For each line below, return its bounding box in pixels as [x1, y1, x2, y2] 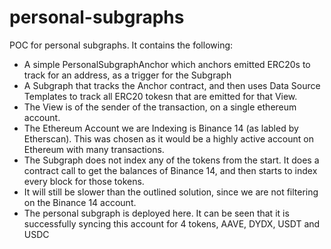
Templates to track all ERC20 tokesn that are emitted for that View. [23, 90, 298, 102]
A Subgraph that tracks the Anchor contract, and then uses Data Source [23, 79, 321, 91]
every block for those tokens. [23, 175, 145, 187]
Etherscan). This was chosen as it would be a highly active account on [23, 132, 314, 145]
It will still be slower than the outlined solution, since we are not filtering [23, 186, 319, 198]
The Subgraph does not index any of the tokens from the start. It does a [23, 154, 320, 166]
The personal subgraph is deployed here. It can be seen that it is [23, 207, 290, 219]
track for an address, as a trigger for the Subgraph [23, 69, 232, 81]
